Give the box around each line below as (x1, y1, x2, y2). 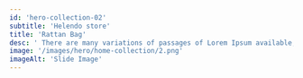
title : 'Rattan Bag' (9, 30, 87, 39)
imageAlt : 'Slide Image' (9, 55, 103, 64)
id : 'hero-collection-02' (9, 13, 106, 22)
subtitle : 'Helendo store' (9, 22, 111, 30)
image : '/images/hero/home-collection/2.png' (9, 47, 183, 56)
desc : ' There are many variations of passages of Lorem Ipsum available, (9, 38, 297, 48)
